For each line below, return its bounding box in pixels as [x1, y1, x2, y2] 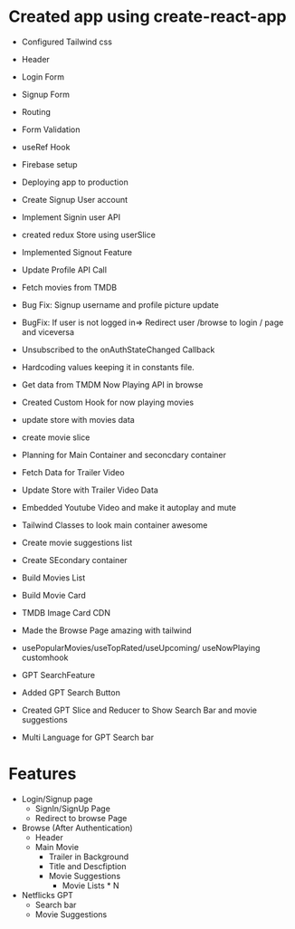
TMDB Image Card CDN [21, 607, 110, 618]
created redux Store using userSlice [21, 229, 156, 240]
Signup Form [21, 89, 70, 100]
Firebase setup [21, 158, 78, 169]
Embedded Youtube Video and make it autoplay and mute [21, 502, 237, 512]
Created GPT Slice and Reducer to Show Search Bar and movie [21, 704, 258, 715]
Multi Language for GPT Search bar [21, 732, 155, 742]
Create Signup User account [21, 194, 128, 205]
